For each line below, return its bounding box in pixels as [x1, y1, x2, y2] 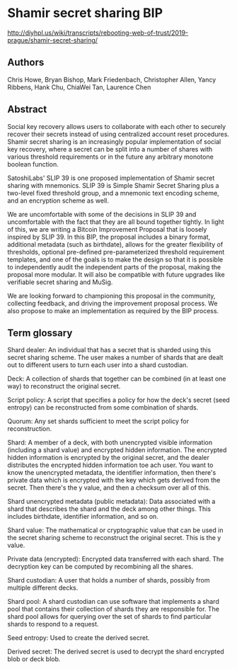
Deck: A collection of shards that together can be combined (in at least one [7, 374, 226, 383]
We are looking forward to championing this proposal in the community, [7, 291, 216, 300]
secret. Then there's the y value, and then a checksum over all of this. [7, 483, 211, 492]
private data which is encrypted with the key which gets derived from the [7, 476, 221, 485]
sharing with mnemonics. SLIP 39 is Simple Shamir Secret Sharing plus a [7, 181, 219, 189]
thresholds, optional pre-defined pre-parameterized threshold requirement [7, 247, 225, 256]
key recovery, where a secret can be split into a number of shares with [7, 145, 213, 153]
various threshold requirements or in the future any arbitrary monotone [7, 152, 214, 161]
